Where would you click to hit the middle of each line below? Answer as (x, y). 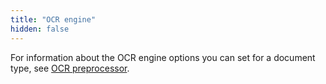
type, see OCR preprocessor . (70, 68)
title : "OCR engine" (53, 19)
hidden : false (40, 29)
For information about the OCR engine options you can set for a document (163, 57)
